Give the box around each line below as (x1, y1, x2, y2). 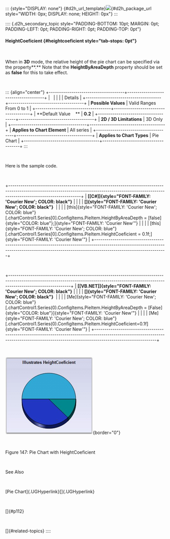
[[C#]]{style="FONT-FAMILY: (88, 193, 151, 199)
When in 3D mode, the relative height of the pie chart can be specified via (5, 59, 160, 65)
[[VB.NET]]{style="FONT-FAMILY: (77, 283, 151, 289)
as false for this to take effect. (5, 70, 69, 76)
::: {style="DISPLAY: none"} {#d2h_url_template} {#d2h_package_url (5, 6, 152, 11)
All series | (70, 127, 92, 133)
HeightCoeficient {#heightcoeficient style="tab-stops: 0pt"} (5, 38, 137, 44)
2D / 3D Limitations (100, 116, 142, 122)
